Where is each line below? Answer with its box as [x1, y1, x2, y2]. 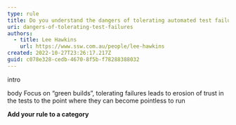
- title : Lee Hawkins [13, 37, 77, 44]
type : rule [7, 10, 39, 18]
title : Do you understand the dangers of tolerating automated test [7, 17, 212, 24]
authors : [7, 29, 33, 37]
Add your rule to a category [7, 110, 89, 118]
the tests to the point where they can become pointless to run [7, 96, 185, 105]
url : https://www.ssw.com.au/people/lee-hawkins [20, 43, 165, 50]
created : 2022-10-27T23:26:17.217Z [7, 50, 112, 57]
